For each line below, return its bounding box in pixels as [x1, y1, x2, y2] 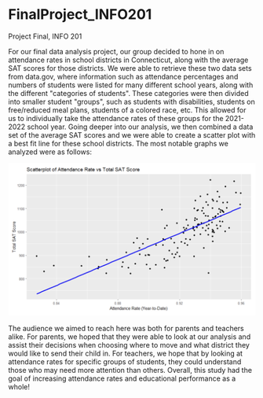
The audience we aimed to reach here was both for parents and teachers [8, 324, 245, 334]
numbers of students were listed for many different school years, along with [8, 80, 254, 90]
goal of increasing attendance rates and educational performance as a [8, 374, 236, 383]
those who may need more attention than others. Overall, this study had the [8, 366, 253, 375]
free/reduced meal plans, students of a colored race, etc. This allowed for [8, 105, 247, 115]
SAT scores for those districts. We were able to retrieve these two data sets [8, 63, 253, 72]
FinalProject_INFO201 [8, 6, 152, 24]
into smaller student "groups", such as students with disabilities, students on [8, 97, 255, 106]
